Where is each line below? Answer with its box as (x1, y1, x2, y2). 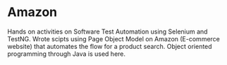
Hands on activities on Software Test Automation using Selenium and (7, 27, 208, 36)
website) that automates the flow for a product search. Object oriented (7, 42, 213, 50)
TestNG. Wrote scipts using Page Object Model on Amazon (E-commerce (7, 34, 221, 43)
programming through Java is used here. (7, 50, 125, 58)
